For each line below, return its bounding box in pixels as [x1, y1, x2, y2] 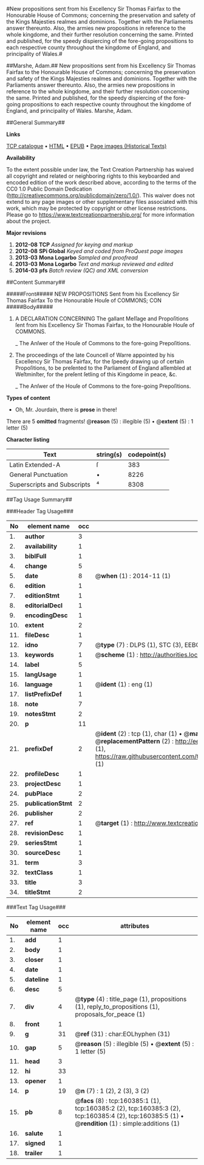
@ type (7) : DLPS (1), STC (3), [95, 641, 183, 649]
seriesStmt [25, 839, 58, 847]
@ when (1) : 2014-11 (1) [95, 572, 171, 580]
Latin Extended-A [9, 461, 61, 469]
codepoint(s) [127, 450, 166, 459]
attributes [120, 922, 150, 930]
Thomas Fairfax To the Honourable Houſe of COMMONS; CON [6, 297, 162, 304]
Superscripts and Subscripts [9, 481, 91, 488]
